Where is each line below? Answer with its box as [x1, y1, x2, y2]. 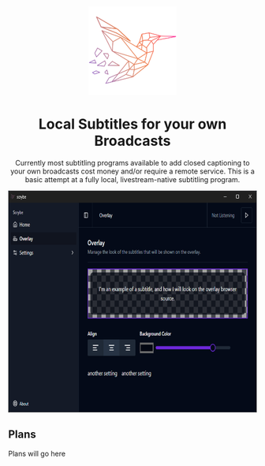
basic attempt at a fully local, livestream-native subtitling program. [24, 174, 241, 184]
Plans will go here [8, 449, 65, 458]
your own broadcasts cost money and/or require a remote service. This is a [10, 166, 255, 176]
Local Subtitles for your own [38, 115, 227, 133]
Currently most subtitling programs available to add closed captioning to [15, 158, 250, 167]
